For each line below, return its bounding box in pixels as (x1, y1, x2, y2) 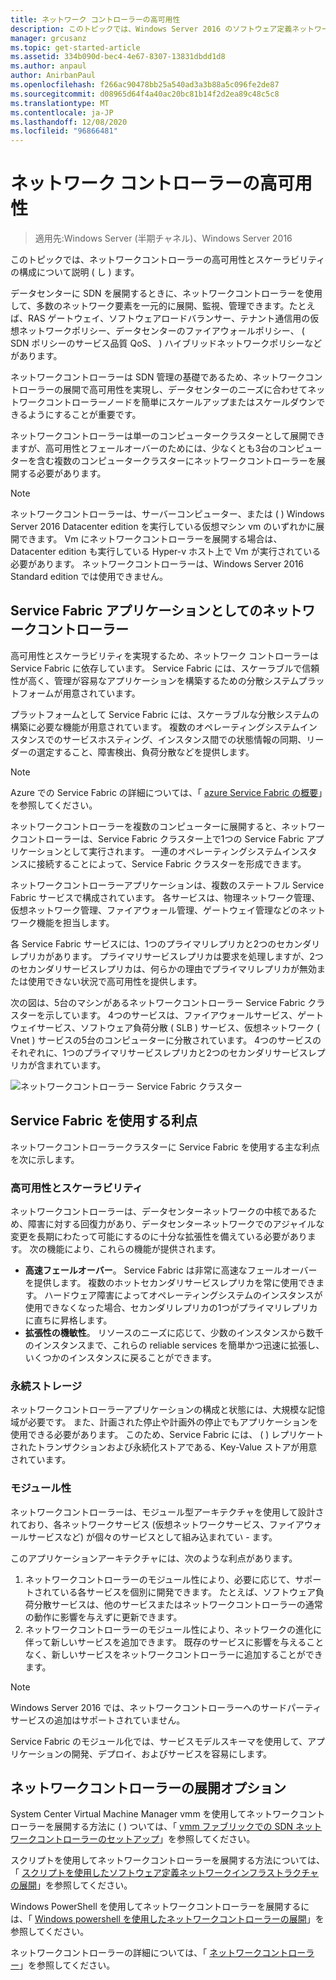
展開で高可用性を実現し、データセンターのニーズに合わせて (62, 384, 308, 396)
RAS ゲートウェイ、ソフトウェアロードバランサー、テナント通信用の (27, 312, 311, 325)
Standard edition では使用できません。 (10, 571, 169, 583)
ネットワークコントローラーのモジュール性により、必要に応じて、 (24, 1573, 296, 1585)
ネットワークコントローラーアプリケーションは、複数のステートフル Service (10, 879, 325, 891)
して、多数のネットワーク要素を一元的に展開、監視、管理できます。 (10, 300, 290, 312)
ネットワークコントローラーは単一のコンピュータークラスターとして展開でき (10, 430, 326, 442)
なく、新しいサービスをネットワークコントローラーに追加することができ (24, 1648, 323, 1660)
